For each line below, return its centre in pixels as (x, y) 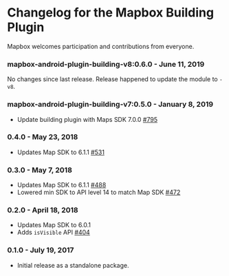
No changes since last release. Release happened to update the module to (112, 79)
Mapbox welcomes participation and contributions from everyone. (101, 46)
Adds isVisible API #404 (54, 233)
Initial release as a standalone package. (73, 265)
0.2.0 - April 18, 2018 (43, 210)
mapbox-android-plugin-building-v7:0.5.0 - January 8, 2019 (110, 105)
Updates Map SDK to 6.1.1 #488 (62, 185)
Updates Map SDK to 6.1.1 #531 (61, 152)
